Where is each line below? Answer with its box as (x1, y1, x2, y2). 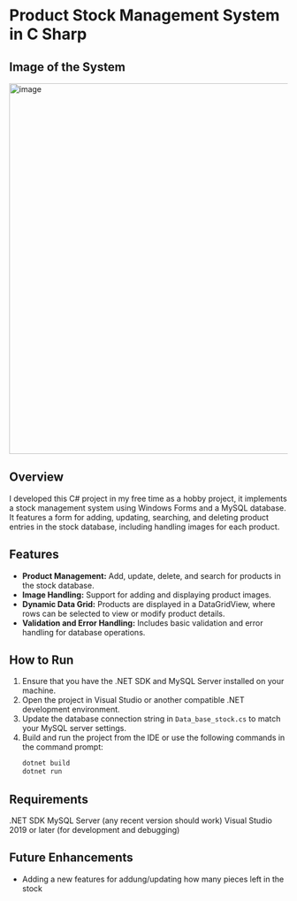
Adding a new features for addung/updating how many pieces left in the (21, 874, 285, 884)
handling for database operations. (21, 627, 146, 637)
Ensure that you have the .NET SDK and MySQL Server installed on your (21, 676, 285, 687)
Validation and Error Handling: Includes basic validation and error (21, 617, 263, 628)
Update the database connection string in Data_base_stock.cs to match (21, 713, 281, 724)
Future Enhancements (9, 851, 134, 866)
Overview (9, 470, 65, 485)
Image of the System (9, 59, 126, 74)
